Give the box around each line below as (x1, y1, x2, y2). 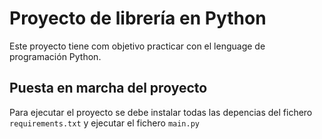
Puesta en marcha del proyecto (9, 80, 208, 97)
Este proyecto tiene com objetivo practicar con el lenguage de (9, 40, 266, 52)
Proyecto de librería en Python (9, 7, 267, 30)
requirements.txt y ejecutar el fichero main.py (9, 117, 200, 129)
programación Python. (9, 50, 102, 62)
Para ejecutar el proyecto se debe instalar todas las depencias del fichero (9, 106, 313, 118)
